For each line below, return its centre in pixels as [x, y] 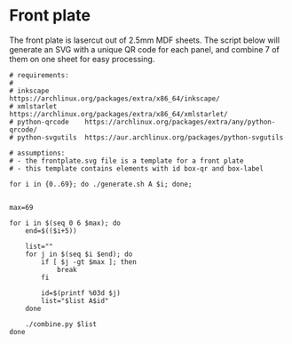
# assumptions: [37, 153]
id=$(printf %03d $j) [81, 293]
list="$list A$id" [75, 300]
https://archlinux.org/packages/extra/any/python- [180, 122]
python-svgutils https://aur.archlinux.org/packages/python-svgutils [150, 137]
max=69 [21, 207]
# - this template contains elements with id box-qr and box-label [137, 168]
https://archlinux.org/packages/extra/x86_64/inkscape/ [114, 99]
